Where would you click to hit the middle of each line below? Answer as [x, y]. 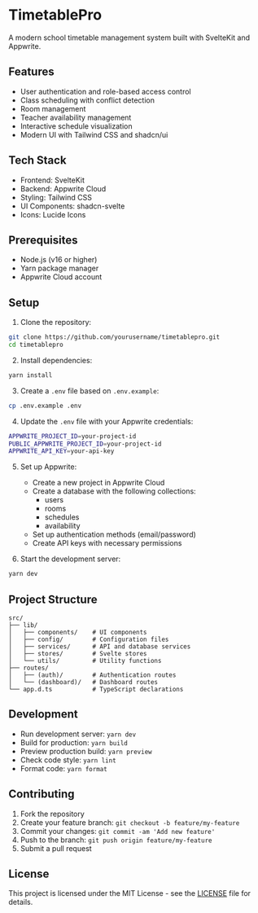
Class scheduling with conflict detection [87, 100]
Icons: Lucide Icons [53, 214]
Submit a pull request [56, 848]
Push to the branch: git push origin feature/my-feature [116, 840]
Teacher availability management [76, 117]
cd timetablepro [36, 345]
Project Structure [53, 599]
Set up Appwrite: [48, 467]
